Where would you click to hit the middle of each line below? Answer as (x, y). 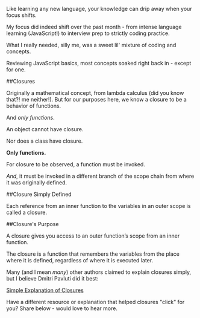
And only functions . (31, 118)
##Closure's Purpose (33, 224)
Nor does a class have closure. (45, 141)
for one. (16, 70)
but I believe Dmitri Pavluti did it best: (52, 278)
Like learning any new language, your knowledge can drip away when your (99, 9)
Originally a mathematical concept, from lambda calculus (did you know (95, 93)
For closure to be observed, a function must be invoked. (76, 164)
